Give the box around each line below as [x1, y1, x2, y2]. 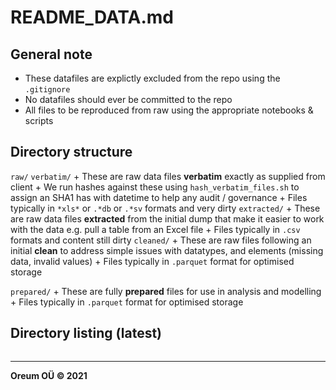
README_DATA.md [10, 6, 175, 29]
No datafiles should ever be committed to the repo [24, 94, 233, 105]
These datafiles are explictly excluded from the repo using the [24, 72, 281, 84]
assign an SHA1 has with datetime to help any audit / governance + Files [10, 191, 308, 203]
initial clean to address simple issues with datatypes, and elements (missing [10, 244, 324, 256]
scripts [24, 115, 54, 126]
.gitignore [24, 85, 71, 95]
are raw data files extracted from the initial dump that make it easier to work [10, 212, 325, 225]
